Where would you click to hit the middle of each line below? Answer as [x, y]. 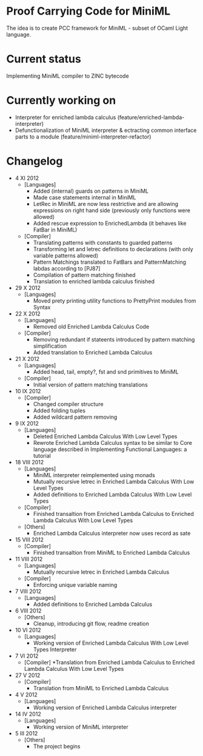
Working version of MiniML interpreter [81, 727]
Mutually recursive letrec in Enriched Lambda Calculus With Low [114, 481]
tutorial [42, 455]
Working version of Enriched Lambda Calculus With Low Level [111, 643]
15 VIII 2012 [29, 540]
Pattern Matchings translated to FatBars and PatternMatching [110, 262]
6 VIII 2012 [28, 610]
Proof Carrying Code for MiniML [88, 11]
